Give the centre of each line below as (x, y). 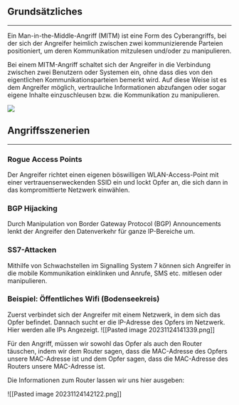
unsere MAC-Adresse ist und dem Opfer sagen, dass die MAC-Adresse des (118, 359)
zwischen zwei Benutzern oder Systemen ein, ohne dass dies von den (110, 72)
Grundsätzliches (45, 12)
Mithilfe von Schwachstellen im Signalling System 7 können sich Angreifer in (119, 265)
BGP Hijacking (33, 208)
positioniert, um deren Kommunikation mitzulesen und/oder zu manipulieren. (119, 51)
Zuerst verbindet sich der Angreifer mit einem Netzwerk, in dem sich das (114, 314)
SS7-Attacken (32, 250)
